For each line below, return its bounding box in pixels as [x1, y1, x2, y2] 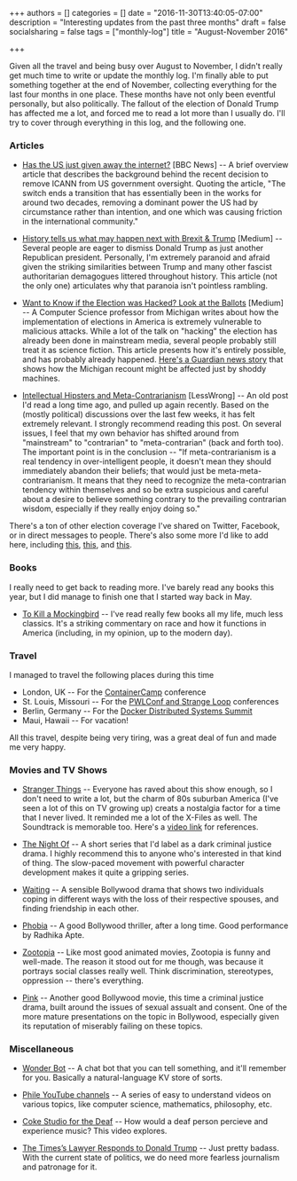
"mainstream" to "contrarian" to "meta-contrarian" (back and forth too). [21, 437, 284, 448]
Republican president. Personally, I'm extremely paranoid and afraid [21, 252, 270, 263]
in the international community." [21, 217, 139, 227]
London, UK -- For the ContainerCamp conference [21, 687, 207, 697]
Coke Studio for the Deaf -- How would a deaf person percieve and [21, 1116, 269, 1127]
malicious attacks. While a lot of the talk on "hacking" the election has [21, 326, 277, 336]
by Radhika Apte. [21, 930, 85, 941]
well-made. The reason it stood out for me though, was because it [21, 957, 264, 967]
